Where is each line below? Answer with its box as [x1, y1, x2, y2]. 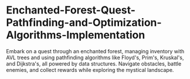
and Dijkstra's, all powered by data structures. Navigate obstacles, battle [6, 60, 182, 67]
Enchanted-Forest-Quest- [6, 4, 136, 17]
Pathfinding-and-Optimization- [6, 16, 162, 29]
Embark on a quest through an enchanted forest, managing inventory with [6, 47, 185, 54]
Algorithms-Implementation [6, 29, 145, 42]
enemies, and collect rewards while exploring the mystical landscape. [6, 66, 174, 73]
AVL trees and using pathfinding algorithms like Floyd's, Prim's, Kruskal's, [6, 54, 184, 61]
